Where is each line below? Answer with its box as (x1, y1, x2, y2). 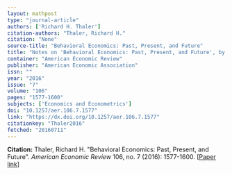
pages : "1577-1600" (7, 94, 64, 101)
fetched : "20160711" (7, 126, 67, 133)
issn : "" (7, 68, 33, 75)
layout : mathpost (7, 10, 58, 17)
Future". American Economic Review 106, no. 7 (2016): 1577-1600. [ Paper (7, 153, 217, 161)
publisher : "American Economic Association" (7, 62, 138, 69)
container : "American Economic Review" (7, 56, 123, 62)
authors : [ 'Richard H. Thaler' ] (7, 23, 101, 30)
